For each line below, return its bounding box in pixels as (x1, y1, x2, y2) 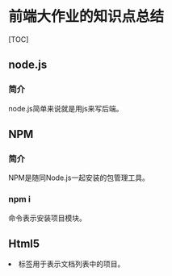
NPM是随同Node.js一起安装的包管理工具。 (8, 173, 149, 182)
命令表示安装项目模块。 (8, 213, 86, 223)
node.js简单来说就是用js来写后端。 (8, 103, 124, 113)
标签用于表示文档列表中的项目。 (19, 259, 125, 269)
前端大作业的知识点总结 (8, 7, 165, 26)
